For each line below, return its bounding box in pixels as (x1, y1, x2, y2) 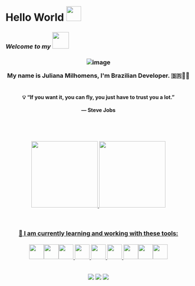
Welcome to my (5, 42, 51, 51)
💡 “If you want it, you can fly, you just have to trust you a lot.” (22, 94, 175, 100)
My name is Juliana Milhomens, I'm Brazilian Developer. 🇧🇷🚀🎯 (7, 71, 190, 80)
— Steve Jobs (81, 107, 116, 113)
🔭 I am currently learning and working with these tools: (18, 229, 179, 237)
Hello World (5, 11, 64, 24)
